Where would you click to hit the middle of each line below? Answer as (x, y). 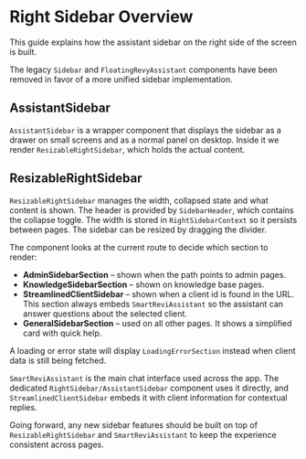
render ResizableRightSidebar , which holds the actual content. (127, 149)
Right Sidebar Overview (101, 17)
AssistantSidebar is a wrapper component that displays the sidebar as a (145, 130)
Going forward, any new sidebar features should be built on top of (134, 425)
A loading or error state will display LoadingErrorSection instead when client (153, 350)
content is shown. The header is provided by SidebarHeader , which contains (152, 210)
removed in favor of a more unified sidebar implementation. (121, 79)
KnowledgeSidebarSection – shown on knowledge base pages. (143, 284)
